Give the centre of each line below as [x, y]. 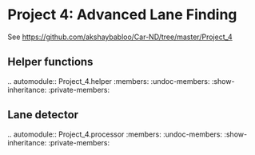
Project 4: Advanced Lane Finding [122, 15]
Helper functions [50, 62]
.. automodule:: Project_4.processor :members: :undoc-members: [115, 134]
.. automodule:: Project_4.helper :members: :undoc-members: [109, 81]
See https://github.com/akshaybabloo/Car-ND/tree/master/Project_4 [120, 37]
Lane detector [43, 115]
